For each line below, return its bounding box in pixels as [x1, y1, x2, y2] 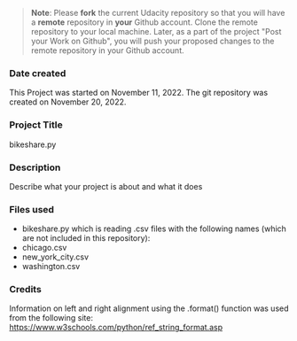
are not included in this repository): [21, 233, 151, 244]
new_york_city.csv [21, 252, 90, 262]
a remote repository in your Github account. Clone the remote [30, 17, 259, 27]
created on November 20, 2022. [9, 97, 127, 107]
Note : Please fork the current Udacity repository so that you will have [30, 8, 285, 18]
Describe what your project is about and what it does [9, 181, 203, 191]
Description [9, 161, 61, 174]
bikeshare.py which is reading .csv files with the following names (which [21, 223, 286, 234]
